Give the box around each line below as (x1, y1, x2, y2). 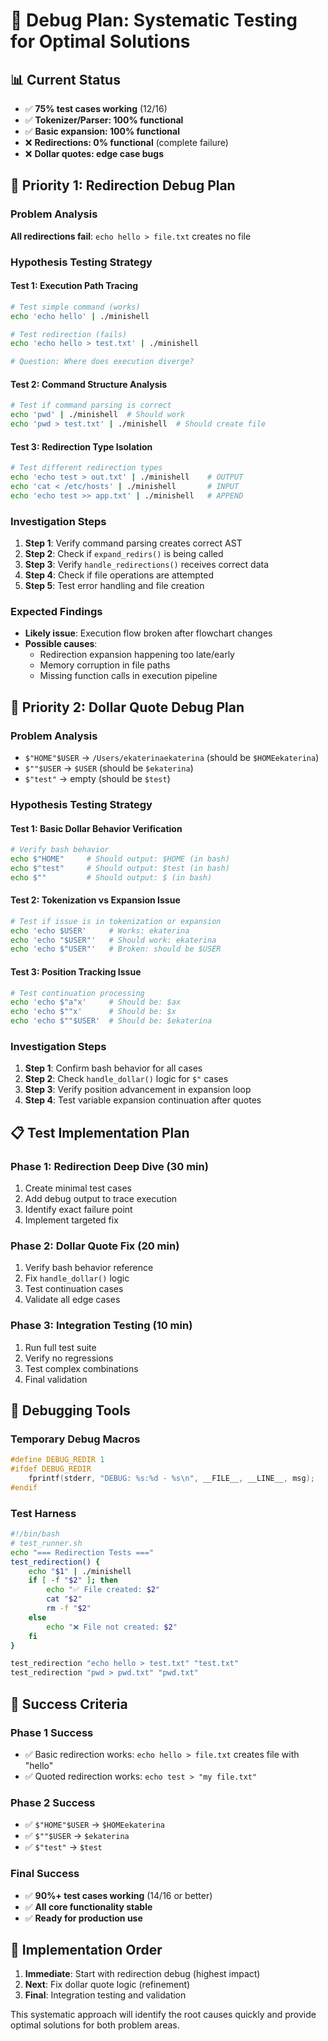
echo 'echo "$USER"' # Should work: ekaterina (10, 935, 217, 945)
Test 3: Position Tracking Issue (10, 965, 142, 978)
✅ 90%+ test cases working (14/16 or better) (24, 1889, 213, 1901)
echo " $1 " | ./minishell (28, 1566, 132, 1576)
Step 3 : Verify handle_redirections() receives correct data (24, 559, 270, 571)
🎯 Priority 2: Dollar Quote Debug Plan (10, 699, 245, 716)
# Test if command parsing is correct (10, 400, 172, 411)
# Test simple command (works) (10, 302, 141, 312)
